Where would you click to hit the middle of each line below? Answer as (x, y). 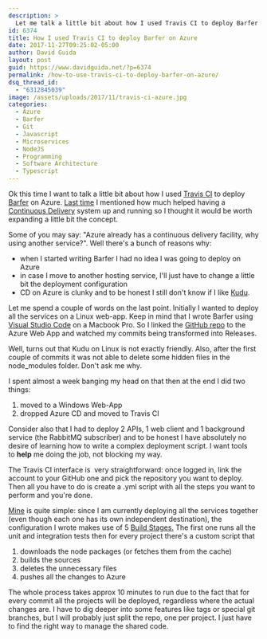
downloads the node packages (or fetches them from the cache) (126, 551)
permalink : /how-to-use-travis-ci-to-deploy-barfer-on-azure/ (114, 75)
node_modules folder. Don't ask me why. (75, 366)
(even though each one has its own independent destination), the (115, 519)
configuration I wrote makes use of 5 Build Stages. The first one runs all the (132, 527)
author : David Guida (43, 53)
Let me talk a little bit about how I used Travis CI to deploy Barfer (137, 23)
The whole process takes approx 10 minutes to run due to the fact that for (129, 592)
